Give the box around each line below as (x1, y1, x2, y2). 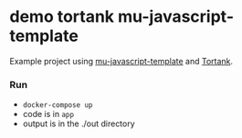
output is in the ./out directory (22, 118, 135, 129)
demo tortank (9, 6, 115, 27)
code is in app (22, 109, 75, 120)
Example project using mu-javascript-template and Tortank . (9, 55, 234, 66)
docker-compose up (22, 101, 93, 110)
